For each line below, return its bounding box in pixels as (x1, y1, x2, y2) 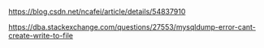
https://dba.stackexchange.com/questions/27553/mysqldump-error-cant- (8, 22, 256, 31)
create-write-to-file (8, 31, 73, 40)
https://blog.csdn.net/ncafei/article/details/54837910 (8, 7, 186, 16)
